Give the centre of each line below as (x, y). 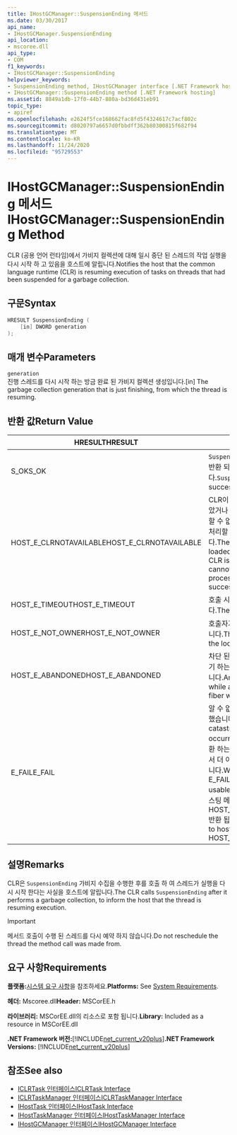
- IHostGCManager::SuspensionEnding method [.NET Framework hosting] (112, 93)
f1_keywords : (26, 66)
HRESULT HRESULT (106, 442)
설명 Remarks (36, 865)
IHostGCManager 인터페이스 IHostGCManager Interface (97, 1124)
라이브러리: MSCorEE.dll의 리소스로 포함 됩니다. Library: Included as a (105, 1016)
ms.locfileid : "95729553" (45, 152)
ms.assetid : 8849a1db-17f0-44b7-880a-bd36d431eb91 (83, 100)
